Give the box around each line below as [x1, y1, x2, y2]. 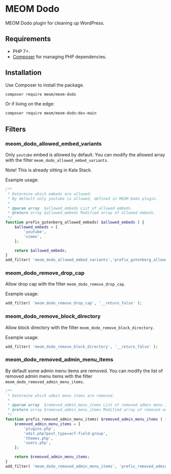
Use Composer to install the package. [5, 82, 84, 88]
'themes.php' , [23, 436, 53, 441]
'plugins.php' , [23, 426, 56, 431]
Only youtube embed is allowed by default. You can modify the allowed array [5, 152, 165, 158]
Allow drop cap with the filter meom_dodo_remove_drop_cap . [5, 281, 126, 287]
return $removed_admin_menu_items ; [14, 454, 90, 460]
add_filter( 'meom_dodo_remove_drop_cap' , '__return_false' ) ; [5, 301, 142, 306]
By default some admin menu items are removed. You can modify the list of [5, 368, 163, 374]
